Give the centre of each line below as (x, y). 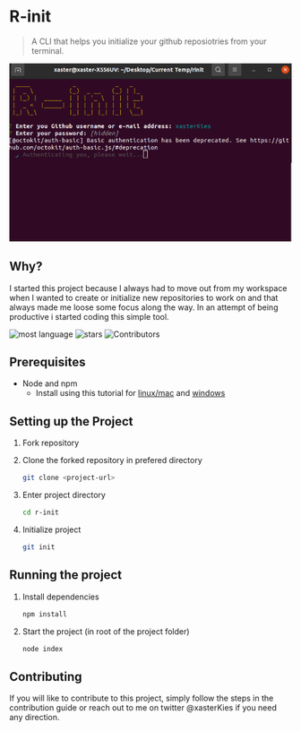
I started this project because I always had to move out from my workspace (148, 288)
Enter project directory (64, 495)
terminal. (47, 50)
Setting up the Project (71, 421)
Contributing (46, 677)
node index (43, 649)
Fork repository (51, 443)
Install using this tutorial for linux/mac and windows (130, 393)
